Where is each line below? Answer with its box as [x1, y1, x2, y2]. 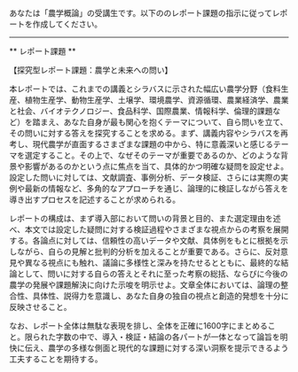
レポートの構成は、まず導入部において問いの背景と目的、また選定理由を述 [9, 213, 281, 223]
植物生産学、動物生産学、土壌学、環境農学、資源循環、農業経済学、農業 [24, 95, 289, 105]
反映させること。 [9, 302, 72, 312]
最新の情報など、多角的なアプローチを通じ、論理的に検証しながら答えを [24, 183, 289, 193]
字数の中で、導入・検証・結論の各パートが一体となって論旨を [55, 331, 281, 342]
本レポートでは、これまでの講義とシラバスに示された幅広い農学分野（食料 [9, 83, 281, 94]
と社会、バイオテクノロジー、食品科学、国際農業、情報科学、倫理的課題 [9, 105, 273, 116]
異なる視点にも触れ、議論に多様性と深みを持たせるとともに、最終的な [24, 258, 281, 267]
